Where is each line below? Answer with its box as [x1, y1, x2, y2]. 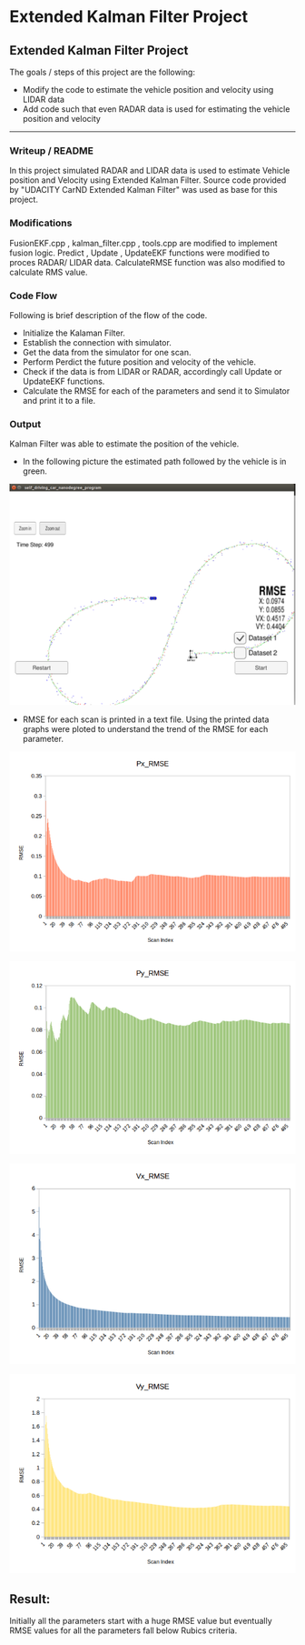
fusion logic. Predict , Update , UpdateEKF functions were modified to [9, 247, 271, 258]
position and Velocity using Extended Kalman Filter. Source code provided [9, 175, 287, 186]
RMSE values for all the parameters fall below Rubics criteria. [9, 1625, 238, 1636]
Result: [9, 1591, 51, 1607]
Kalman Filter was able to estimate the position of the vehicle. [9, 438, 240, 449]
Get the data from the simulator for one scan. [22, 346, 192, 357]
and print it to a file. [22, 395, 96, 406]
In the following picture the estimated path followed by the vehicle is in [22, 456, 287, 467]
